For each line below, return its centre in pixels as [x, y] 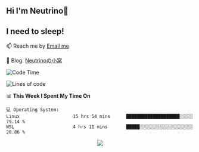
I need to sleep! [35, 31]
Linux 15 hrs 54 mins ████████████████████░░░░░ [100, 117]
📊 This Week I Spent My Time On [48, 96]
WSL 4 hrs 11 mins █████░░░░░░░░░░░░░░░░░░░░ [100, 127]
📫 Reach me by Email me [38, 46]
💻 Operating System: [33, 110]
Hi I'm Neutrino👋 [37, 11]
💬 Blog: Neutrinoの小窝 [34, 61]
